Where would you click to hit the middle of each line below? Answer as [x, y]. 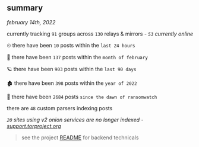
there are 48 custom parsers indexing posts [60, 108]
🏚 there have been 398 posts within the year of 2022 [72, 83]
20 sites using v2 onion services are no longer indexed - [75, 120]
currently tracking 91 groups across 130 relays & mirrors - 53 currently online [100, 34]
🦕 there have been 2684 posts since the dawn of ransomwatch [82, 97]
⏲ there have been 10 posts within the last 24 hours [71, 45]
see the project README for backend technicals [80, 138]
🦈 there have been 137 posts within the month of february [77, 57]
